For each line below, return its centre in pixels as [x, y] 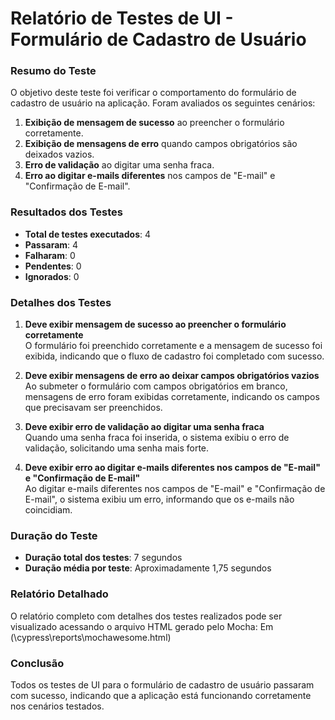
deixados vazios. [59, 154]
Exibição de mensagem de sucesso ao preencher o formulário [154, 123]
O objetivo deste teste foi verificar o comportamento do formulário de [153, 93]
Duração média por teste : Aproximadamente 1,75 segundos [148, 568]
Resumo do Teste [53, 71]
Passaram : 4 [51, 244]
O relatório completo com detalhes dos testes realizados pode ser [146, 616]
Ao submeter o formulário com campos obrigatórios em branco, [156, 386]
